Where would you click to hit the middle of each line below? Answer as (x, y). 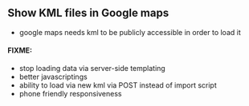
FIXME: (20, 50)
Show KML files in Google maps (88, 13)
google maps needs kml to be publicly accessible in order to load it (130, 32)
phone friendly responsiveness (70, 94)
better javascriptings (53, 77)
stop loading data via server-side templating (92, 69)
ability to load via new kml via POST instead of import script (118, 85)
